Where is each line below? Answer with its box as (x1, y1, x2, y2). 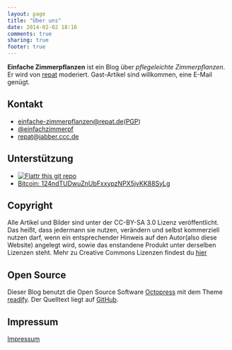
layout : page (7, 10, 46, 18)
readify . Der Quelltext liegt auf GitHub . (7, 295, 119, 304)
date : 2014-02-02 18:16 (7, 23, 78, 30)
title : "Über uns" (7, 17, 62, 24)
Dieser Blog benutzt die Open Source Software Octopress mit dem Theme (7, 288, 223, 296)
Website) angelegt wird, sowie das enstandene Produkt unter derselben (7, 241, 216, 249)
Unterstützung (7, 153, 74, 165)
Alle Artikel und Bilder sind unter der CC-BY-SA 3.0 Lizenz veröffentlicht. (7, 218, 219, 227)
